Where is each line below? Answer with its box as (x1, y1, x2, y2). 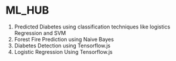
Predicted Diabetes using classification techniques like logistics (14, 23, 171, 30)
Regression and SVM (14, 29, 66, 36)
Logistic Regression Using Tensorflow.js (14, 48, 113, 55)
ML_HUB (5, 4, 50, 17)
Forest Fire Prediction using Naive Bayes (14, 36, 114, 43)
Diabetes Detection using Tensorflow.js (14, 42, 111, 49)
